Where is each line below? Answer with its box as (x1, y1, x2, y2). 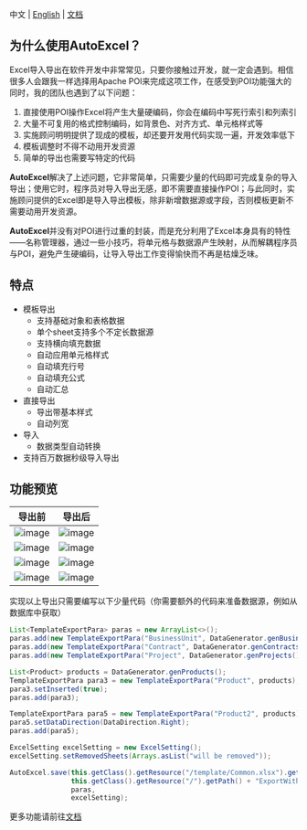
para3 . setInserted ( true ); (9, 685, 108, 694)
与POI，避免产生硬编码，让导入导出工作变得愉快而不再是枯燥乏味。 (9, 248, 263, 259)
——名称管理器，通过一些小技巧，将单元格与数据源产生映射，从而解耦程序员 (9, 237, 298, 248)
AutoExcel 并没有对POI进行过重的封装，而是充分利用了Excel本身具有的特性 (9, 225, 291, 236)
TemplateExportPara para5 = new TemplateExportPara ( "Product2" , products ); (9, 709, 304, 718)
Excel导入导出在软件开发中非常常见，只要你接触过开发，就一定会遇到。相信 (9, 64, 294, 75)
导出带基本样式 (36, 406, 93, 417)
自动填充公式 (36, 372, 85, 383)
